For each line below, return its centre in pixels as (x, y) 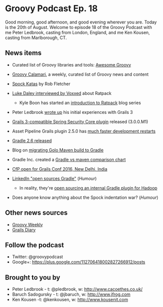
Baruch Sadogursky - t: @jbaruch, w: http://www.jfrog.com (71, 294)
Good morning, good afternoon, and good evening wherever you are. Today (81, 22)
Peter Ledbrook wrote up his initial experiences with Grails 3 (72, 112)
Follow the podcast (35, 245)
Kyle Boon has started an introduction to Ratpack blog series (80, 103)
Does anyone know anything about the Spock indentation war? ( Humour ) (85, 197)
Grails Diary (24, 230)
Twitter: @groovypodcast (37, 257)
